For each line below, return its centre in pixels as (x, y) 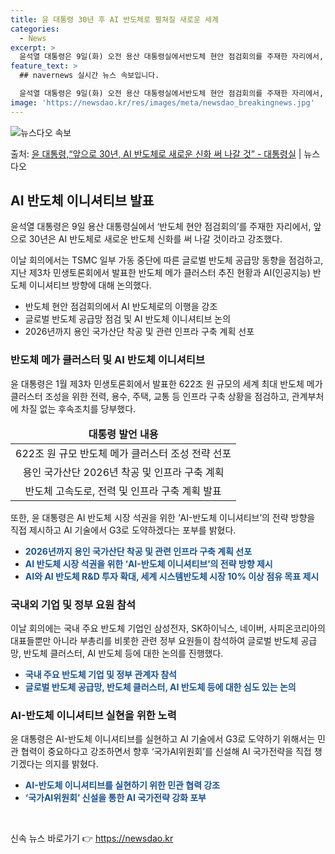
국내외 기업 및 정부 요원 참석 (73, 604)
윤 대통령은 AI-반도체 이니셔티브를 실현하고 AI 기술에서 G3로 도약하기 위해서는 (163, 739)
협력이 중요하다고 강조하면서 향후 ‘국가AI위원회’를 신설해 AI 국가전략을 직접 (166, 752)
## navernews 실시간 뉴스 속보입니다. (89, 76)
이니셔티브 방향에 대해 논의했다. (90, 285)
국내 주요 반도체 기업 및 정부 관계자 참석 (100, 675)
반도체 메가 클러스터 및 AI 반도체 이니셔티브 (107, 360)
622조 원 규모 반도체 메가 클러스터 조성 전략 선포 (123, 453)
